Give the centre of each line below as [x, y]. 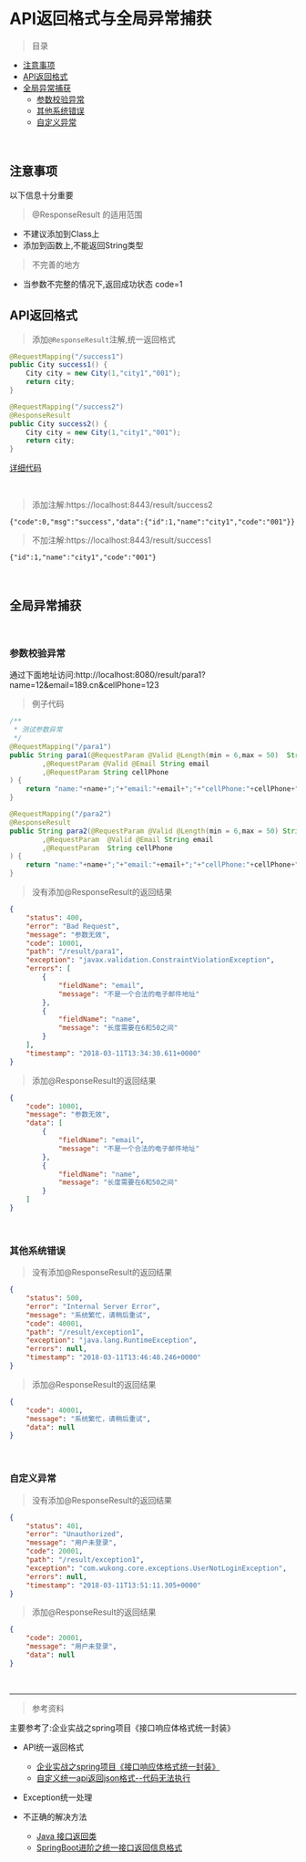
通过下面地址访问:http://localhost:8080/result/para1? [108, 675]
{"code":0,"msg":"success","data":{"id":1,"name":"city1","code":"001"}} [153, 522]
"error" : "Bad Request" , [73, 926]
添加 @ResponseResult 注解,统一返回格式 [103, 339]
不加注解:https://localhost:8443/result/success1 [122, 540]
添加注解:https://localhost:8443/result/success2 [122, 505]
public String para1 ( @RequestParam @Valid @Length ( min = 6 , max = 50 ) [144, 755]
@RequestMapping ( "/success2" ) [67, 407]
